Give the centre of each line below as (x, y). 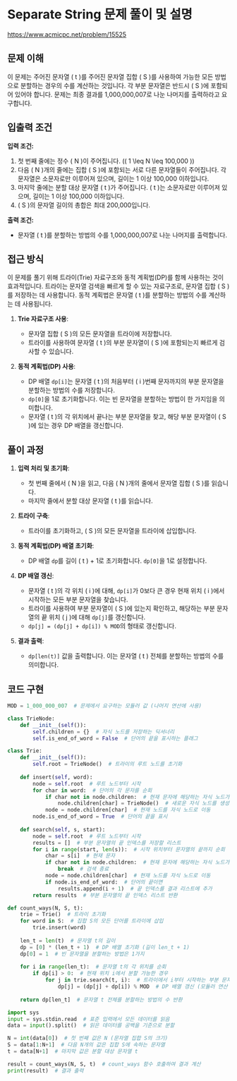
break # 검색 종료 (83, 869)
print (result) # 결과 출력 (45, 1070)
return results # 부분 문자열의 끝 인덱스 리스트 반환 (105, 895)
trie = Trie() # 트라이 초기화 (63, 915)
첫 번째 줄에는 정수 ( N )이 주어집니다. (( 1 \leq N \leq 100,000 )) (106, 161)
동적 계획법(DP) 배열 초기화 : (56, 546)
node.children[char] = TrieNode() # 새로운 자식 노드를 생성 (144, 804)
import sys (23, 1013)
